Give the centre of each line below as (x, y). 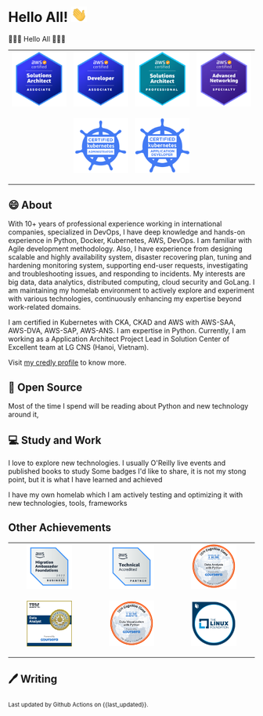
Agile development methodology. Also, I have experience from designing (125, 249)
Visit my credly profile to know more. (67, 362)
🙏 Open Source (45, 387)
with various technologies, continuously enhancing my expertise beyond (125, 299)
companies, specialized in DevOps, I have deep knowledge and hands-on (127, 232)
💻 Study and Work (55, 440)
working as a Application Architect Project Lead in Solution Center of (119, 339)
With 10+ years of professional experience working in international (115, 224)
